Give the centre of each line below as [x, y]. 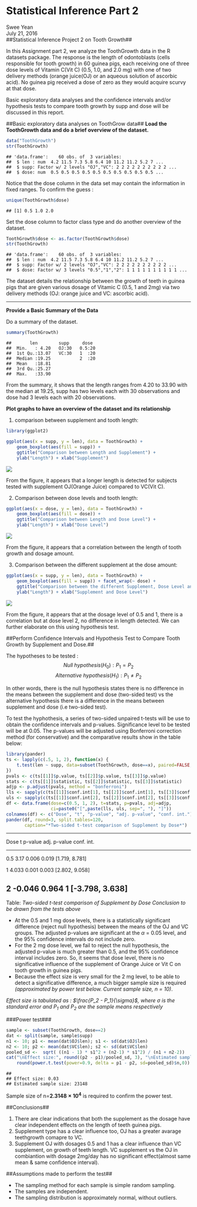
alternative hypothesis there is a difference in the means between [85, 701]
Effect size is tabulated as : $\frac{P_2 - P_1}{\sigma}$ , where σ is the [91, 1001]
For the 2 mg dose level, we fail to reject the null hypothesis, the [92, 946]
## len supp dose [50, 343]
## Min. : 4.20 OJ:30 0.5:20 [51, 348]
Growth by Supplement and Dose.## [50, 644]
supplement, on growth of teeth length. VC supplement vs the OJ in [96, 1149]
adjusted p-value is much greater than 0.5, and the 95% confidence [96, 952]
